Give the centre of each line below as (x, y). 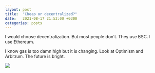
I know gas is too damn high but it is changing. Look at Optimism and (74, 51)
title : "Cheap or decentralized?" (41, 14)
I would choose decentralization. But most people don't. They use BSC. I (78, 37)
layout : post (18, 9)
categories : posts (24, 23)
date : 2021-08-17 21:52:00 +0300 (41, 18)
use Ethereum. (19, 42)
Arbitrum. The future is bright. (35, 57)
